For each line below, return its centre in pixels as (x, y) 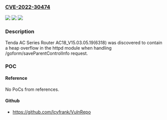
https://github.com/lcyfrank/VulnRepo (52, 112)
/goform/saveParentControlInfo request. (47, 53)
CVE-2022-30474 (28, 7)
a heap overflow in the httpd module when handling (58, 48)
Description (20, 32)
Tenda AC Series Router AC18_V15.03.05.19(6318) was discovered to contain (84, 42)
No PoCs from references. (32, 89)
